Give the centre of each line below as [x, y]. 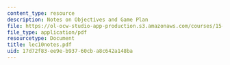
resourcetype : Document [41, 39]
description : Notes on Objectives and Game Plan [78, 20]
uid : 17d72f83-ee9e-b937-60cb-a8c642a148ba [70, 51]
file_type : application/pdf [47, 32]
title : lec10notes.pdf [39, 45]
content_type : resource [41, 13]
